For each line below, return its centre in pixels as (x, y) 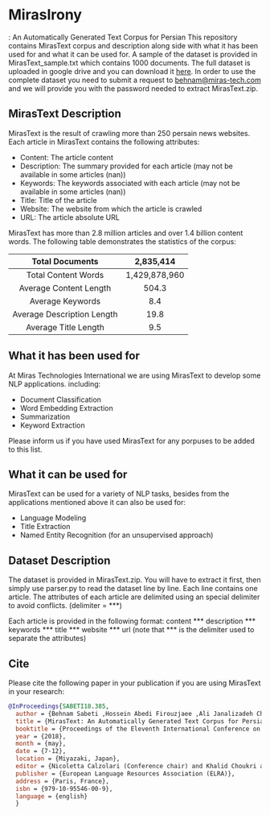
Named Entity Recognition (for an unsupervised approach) (117, 535)
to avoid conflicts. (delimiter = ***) (65, 606)
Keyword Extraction (53, 425)
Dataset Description (59, 560)
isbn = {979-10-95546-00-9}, (64, 788)
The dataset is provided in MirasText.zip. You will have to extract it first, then (135, 580)
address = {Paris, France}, (63, 781)
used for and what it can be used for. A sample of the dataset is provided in (133, 54)
